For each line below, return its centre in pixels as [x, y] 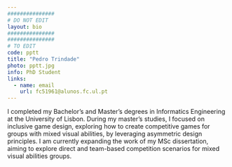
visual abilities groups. [40, 156]
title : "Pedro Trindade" [43, 59]
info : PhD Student [34, 72]
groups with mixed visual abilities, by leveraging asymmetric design [105, 134]
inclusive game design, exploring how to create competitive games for [109, 126]
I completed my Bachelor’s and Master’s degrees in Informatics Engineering [116, 112]
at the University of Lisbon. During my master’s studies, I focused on [106, 119]
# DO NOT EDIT [28, 20]
